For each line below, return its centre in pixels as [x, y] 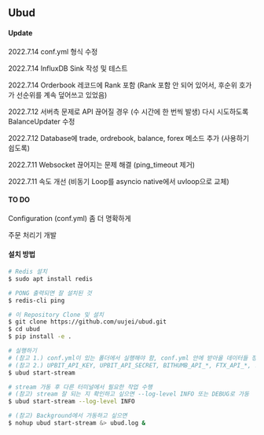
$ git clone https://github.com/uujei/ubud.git [88, 322]
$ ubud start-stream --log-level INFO [71, 402]
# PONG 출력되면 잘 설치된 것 [50, 293]
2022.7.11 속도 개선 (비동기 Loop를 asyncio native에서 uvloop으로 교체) [119, 181]
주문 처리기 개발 [33, 234]
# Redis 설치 [28, 271]
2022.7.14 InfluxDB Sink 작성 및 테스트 [68, 68]
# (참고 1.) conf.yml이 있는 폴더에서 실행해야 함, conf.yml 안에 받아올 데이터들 [128, 358]
